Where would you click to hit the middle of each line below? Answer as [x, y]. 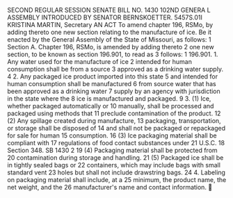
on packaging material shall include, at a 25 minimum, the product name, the [117, 180]
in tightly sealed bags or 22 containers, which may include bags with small [114, 165]
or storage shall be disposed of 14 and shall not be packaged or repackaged [116, 128]
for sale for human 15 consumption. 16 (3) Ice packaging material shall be [112, 135]
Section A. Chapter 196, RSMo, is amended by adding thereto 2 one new [111, 47]
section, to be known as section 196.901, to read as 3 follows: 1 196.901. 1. [113, 54]
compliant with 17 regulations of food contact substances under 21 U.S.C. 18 [116, 143]
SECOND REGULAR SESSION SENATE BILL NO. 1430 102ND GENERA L [109, 10]
